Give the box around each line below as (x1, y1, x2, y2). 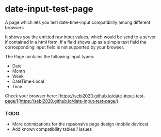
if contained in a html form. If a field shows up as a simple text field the (5, 39, 146, 45)
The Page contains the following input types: (5, 53, 95, 59)
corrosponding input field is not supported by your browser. (5, 44, 125, 50)
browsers (5, 24, 24, 30)
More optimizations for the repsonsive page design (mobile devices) (12, 121, 149, 127)
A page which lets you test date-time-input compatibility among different (5, 19, 151, 25)
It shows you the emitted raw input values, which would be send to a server (5, 34, 156, 40)
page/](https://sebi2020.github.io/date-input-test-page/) (5, 98, 119, 104)
